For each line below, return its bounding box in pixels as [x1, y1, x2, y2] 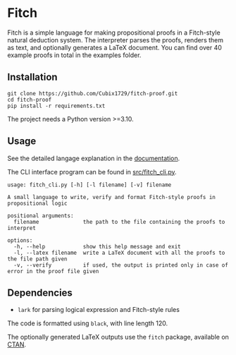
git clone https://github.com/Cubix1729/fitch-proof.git [7, 90, 178, 97]
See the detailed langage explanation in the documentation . [7, 154, 180, 162]
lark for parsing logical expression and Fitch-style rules [17, 306, 180, 314]
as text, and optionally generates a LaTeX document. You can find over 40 [7, 43, 222, 52]
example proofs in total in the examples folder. [7, 51, 142, 59]
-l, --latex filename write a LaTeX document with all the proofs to [13, 249, 225, 256]
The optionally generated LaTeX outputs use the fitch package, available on [7, 333, 229, 342]
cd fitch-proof [7, 96, 52, 103]
